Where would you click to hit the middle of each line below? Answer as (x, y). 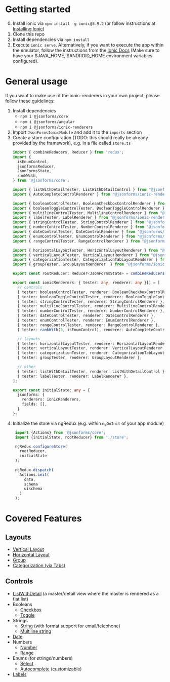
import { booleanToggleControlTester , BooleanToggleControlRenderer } (89, 208)
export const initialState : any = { (51, 390)
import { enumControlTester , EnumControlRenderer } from (74, 236)
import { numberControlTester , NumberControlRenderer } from (78, 227)
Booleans (22, 604)
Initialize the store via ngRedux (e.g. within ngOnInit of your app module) (88, 423)
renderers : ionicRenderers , (51, 399)
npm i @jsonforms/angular (47, 122)
